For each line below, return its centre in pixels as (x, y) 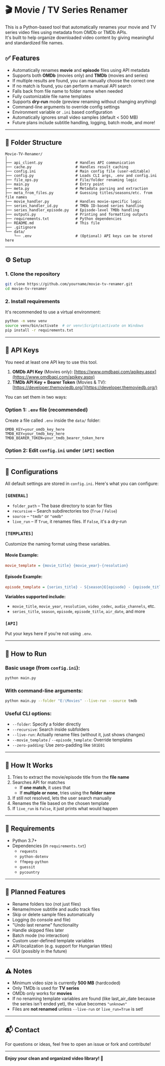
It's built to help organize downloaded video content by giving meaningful (80, 37)
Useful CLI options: (28, 713)
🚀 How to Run (26, 654)
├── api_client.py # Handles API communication (70, 163)
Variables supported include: (35, 596)
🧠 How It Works (29, 765)
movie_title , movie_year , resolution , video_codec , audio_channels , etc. (84, 606)
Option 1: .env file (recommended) (47, 410)
